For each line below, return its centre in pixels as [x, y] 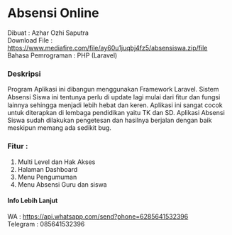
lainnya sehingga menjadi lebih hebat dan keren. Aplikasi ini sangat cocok [115, 105]
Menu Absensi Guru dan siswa [62, 184]
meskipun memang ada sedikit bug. [60, 128]
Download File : [30, 40]
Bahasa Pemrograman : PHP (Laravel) [62, 55]
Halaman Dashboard [48, 169]
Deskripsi [24, 74]
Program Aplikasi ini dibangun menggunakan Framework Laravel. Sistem [113, 89]
